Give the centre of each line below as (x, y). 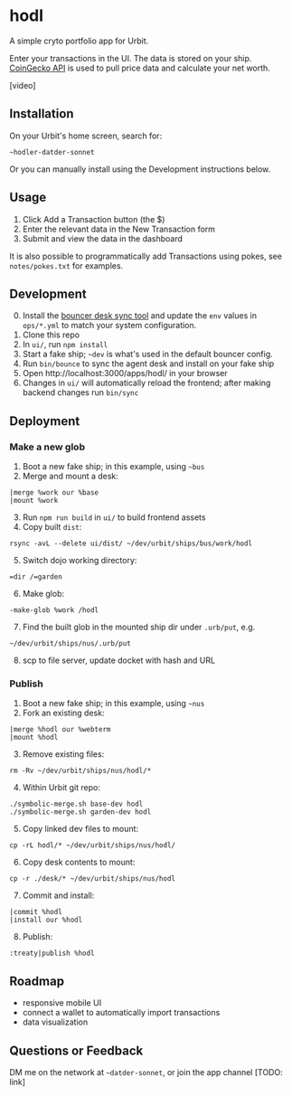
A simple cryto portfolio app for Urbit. (79, 41)
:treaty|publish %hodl (52, 954)
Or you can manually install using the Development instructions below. (140, 169)
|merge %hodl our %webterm (60, 730)
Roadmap (37, 981)
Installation (42, 114)
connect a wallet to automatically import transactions (121, 1013)
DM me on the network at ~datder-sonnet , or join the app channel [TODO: (146, 1072)
